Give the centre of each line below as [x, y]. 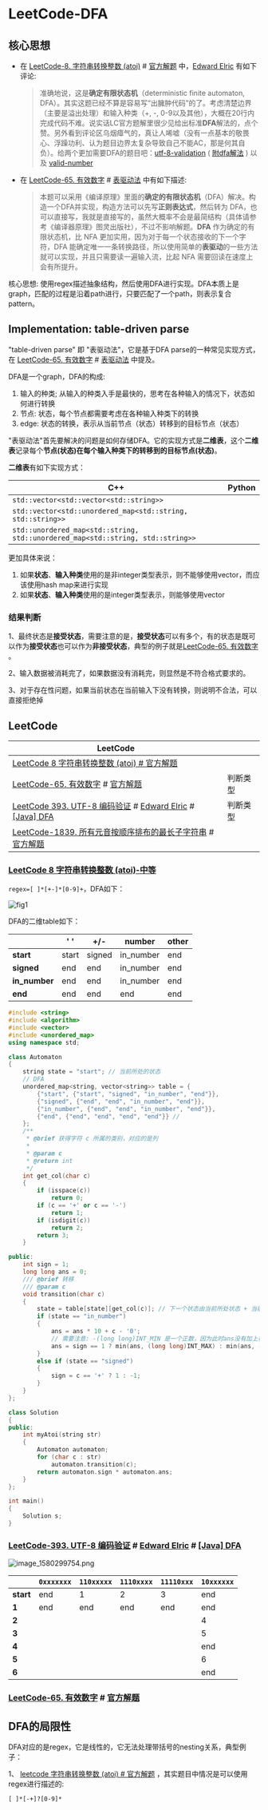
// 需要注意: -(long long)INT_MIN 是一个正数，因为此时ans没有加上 [154, 1339]
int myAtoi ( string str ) [62, 1435]
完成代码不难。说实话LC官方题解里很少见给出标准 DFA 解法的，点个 [149, 123]
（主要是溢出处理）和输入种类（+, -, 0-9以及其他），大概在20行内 [147, 113]
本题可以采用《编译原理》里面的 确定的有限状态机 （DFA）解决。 [144, 197]
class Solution [33, 1412]
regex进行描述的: [36, 1784]
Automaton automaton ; [73, 1450]
